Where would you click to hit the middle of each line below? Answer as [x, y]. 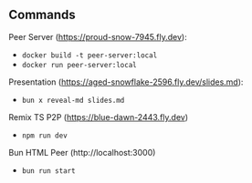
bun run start [48, 171]
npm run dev [44, 136]
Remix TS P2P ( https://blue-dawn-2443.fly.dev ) [99, 117]
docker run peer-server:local [79, 65]
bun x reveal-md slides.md [73, 100]
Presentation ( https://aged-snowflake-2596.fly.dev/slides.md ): [126, 82]
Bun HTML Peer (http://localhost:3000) [82, 152]
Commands [42, 15]
